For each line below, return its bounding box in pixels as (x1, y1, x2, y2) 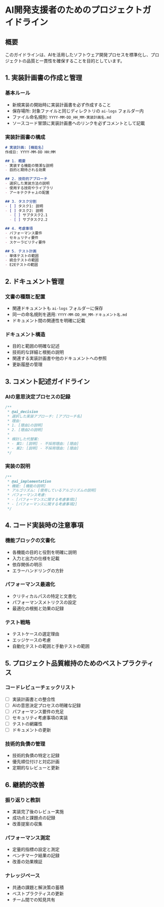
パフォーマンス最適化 (5, 581, 55, 588)
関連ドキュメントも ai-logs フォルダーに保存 (12, 305, 103, 311)
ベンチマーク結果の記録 (12, 852, 60, 858)
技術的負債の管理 (5, 741, 46, 747)
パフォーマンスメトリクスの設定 (12, 599, 77, 605)
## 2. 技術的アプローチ (5, 176, 48, 182)
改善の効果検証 (12, 859, 43, 865)
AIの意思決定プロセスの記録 (5, 393, 71, 400)
